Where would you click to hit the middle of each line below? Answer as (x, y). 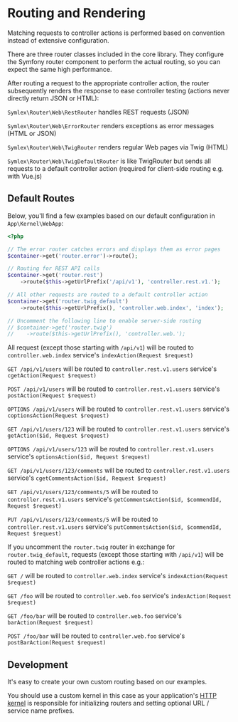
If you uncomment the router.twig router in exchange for (91, 547)
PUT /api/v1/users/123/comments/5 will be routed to (83, 519)
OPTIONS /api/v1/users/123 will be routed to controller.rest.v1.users (111, 449)
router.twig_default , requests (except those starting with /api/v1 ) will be (115, 555)
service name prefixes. (41, 711)
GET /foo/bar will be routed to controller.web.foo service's (95, 616)
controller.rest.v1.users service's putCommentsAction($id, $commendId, (115, 527)
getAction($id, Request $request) (59, 436)
